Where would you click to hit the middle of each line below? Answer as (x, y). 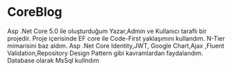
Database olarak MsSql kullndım (53, 60)
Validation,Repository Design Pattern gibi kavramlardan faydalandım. (105, 53)
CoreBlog (35, 12)
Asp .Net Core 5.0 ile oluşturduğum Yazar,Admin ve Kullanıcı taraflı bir (107, 31)
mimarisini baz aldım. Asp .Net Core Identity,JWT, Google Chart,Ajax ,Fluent (116, 45)
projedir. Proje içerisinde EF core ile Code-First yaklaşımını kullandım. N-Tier (116, 38)
